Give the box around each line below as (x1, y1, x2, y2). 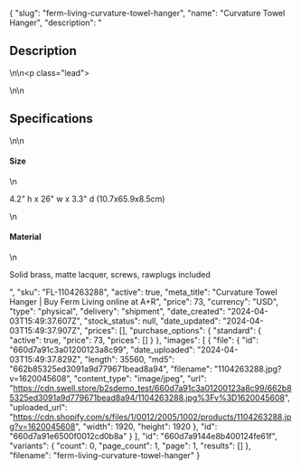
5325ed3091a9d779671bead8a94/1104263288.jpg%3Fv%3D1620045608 (9, 392, 285, 403)
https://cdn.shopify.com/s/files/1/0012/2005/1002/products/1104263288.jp (13, 411, 292, 423)
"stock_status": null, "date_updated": (84, 315, 221, 326)
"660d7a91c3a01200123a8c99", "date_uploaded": (9, 344, 196, 355)
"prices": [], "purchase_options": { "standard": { (84, 325, 262, 336)
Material (9, 231, 42, 242)
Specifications (9, 111, 93, 127)
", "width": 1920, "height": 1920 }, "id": (75, 421, 218, 432)
